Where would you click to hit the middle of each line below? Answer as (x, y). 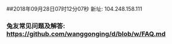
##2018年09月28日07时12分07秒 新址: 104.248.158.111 (74, 9)
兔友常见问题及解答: (36, 26)
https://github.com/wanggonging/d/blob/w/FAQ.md (86, 34)
